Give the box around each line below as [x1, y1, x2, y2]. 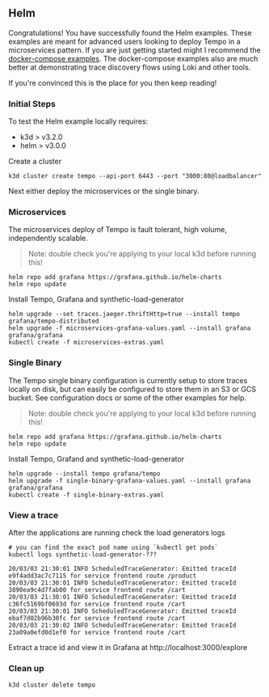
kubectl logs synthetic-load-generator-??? [8, 551, 158, 559]
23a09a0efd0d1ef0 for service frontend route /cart [8, 628, 186, 636]
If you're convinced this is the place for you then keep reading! [8, 78, 217, 87]
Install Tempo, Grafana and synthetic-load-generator [8, 294, 184, 304]
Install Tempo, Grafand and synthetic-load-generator [8, 454, 184, 463]
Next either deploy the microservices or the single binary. [8, 186, 200, 196]
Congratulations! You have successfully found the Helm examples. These [8, 27, 252, 37]
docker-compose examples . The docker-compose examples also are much [8, 53, 258, 63]
